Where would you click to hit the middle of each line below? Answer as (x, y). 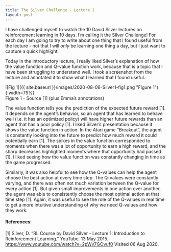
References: (19, 222)
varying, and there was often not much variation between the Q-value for (82, 183)
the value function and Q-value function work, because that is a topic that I (84, 66)
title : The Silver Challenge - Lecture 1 (50, 10)
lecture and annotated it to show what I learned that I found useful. (75, 77)
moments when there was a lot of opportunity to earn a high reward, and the (86, 146)
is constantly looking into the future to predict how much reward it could (81, 135)
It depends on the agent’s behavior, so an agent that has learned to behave (84, 113)
